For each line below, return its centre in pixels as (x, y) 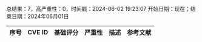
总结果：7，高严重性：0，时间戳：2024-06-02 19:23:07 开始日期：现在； (99, 9)
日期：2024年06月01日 (40, 16)
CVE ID (38, 32)
